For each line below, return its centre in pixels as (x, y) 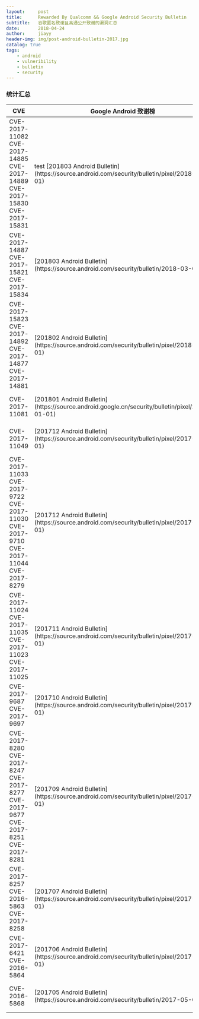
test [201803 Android (65, 166)
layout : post (28, 12)
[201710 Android (59, 697)
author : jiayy (29, 34)
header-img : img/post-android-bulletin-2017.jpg (67, 39)
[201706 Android (59, 949)
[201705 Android (59, 992)
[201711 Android (59, 628)
